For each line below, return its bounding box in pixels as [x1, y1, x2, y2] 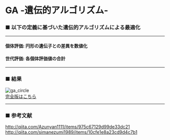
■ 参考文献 [5, 112, 32, 119]
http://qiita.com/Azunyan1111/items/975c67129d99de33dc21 [5, 123, 130, 129]
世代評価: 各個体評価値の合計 [5, 55, 66, 61]
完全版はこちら [5, 93, 36, 99]
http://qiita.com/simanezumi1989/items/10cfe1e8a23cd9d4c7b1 [5, 129, 138, 135]
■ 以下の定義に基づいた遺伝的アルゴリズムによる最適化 [5, 24, 141, 31]
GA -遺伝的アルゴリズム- [5, 5, 109, 16]
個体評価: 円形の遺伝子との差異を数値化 [5, 43, 88, 49]
